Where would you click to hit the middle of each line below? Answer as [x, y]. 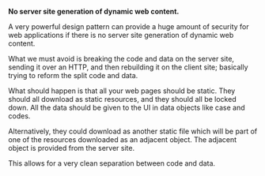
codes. [19, 116]
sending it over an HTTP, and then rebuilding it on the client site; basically [128, 67]
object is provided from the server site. [72, 148]
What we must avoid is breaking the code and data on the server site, [121, 59]
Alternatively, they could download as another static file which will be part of [133, 131]
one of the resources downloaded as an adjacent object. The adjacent [123, 140]
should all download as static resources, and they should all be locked [122, 99]
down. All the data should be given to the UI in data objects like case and [127, 107]
